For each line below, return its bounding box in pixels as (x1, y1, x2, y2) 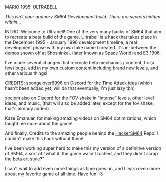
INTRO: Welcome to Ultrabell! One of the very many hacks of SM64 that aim (5, 29, 161, 34)
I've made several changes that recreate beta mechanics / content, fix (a (5, 60, 155, 65)
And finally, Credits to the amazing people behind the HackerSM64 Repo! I (5, 130, 158, 136)
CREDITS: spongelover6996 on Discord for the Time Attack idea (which (5, 80, 152, 86)
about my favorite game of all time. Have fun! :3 (5, 171, 103, 177)
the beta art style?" (5, 156, 45, 162)
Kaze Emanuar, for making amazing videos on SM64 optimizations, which (5, 115, 156, 121)
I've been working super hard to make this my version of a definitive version (5, 145, 161, 151)
